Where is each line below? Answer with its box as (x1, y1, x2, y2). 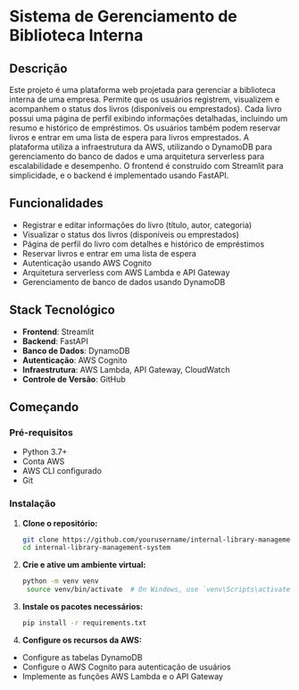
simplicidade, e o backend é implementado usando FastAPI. (9, 170, 229, 181)
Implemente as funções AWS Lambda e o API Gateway (21, 670, 223, 681)
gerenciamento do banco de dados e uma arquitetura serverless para (9, 151, 265, 162)
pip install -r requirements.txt (21, 618, 147, 627)
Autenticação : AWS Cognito (21, 355, 128, 366)
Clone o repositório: (21, 517, 98, 528)
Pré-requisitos (9, 426, 73, 439)
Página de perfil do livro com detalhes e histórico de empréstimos (21, 239, 265, 249)
